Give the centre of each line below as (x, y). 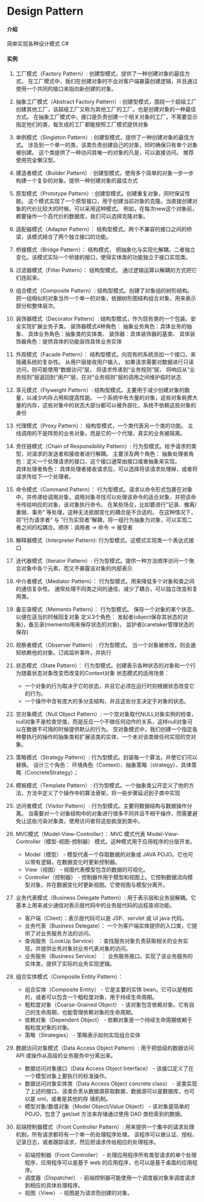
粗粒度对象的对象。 (49, 1027)
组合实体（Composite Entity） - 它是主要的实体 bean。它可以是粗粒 (109, 989)
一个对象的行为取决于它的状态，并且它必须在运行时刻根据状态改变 (107, 686)
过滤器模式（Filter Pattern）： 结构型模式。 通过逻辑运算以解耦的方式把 (104, 270)
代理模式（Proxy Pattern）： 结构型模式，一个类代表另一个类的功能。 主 (104, 426)
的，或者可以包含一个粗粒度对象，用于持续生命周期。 (91, 997)
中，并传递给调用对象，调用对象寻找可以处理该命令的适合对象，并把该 (103, 497)
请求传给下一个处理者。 (45, 476)
